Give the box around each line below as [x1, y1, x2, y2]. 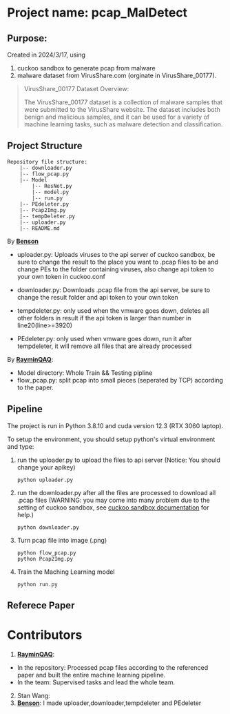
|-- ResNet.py [32, 182, 72, 189]
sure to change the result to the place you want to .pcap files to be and [17, 258, 218, 266]
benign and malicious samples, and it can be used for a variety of [23, 113, 210, 121]
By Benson [7, 237, 39, 245]
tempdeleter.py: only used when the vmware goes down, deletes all [17, 306, 209, 315]
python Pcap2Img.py [17, 555, 74, 562]
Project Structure [7, 140, 83, 152]
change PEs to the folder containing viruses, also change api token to [17, 264, 214, 273]
